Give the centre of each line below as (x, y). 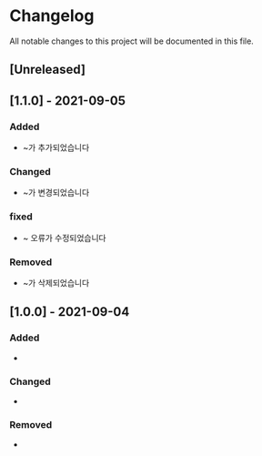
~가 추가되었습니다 (56, 147)
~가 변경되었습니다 (56, 193)
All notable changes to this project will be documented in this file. (132, 41)
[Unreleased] (48, 70)
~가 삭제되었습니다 (56, 282)
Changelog (52, 16)
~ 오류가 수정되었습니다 (64, 238)
